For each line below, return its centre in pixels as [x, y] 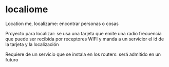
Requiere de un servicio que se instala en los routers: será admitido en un [83, 54]
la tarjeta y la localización [32, 44]
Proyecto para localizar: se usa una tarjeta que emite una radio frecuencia [83, 33]
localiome [27, 9]
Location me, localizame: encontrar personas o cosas [62, 24]
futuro [12, 59]
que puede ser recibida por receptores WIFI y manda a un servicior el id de [85, 39]
